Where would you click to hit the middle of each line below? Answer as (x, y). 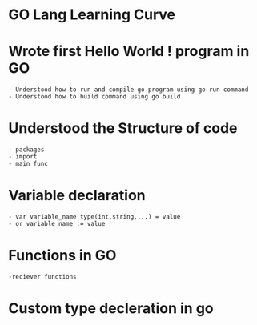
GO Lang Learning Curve (92, 15)
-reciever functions (43, 277)
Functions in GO (62, 256)
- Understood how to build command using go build (94, 97)
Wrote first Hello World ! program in (129, 52)
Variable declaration (77, 196)
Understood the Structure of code (123, 128)
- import (23, 157)
